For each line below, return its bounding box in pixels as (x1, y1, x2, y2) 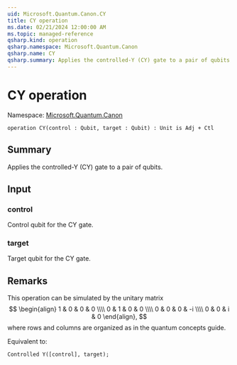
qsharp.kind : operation (7, 37, 78, 44)
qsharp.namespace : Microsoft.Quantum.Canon (7, 43, 138, 50)
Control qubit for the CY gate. (7, 221, 94, 229)
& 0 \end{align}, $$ (91, 312, 148, 321)
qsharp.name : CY (7, 50, 55, 58)
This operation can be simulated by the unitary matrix (7, 294, 164, 303)
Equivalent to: (7, 337, 48, 346)
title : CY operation (7, 17, 69, 24)
